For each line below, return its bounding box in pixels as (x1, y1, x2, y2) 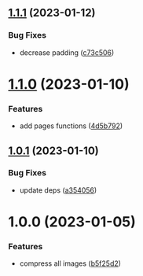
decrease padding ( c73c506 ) (19, 47, 115, 57)
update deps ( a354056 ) (19, 185, 97, 195)
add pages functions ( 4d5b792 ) (19, 121, 123, 131)
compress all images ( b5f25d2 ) (19, 259, 122, 268)
